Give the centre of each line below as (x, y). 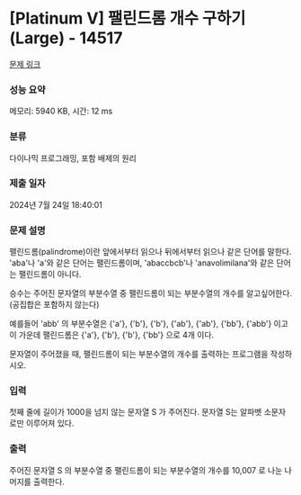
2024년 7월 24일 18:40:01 (56, 204)
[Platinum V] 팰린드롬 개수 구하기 (128, 18)
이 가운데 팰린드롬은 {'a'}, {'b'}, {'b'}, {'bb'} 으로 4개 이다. (111, 335)
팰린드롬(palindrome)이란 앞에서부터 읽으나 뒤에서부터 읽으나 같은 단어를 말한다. (150, 252)
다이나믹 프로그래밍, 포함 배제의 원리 (73, 157)
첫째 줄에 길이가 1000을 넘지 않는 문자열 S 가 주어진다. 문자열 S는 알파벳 (136, 412)
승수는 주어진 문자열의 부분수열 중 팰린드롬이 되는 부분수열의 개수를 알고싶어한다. (151, 293)
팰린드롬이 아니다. (50, 274)
